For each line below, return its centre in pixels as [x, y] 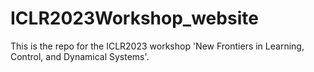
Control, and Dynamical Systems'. [80, 56]
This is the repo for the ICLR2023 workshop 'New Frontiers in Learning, [157, 46]
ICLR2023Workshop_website [134, 18]
